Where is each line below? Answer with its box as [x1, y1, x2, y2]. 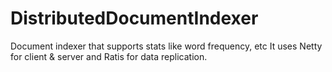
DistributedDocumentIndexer [10, 7, 259, 30]
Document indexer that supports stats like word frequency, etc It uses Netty [10, 40, 323, 52]
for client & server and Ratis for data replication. [10, 50, 208, 62]
